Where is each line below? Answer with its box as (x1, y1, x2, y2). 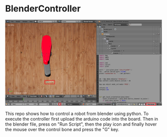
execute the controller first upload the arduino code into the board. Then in (5, 116, 158, 122)
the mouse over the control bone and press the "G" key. (5, 127, 119, 133)
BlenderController (5, 3, 81, 14)
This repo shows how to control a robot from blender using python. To (5, 111, 149, 117)
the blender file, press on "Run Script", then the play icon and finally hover (5, 121, 157, 127)
